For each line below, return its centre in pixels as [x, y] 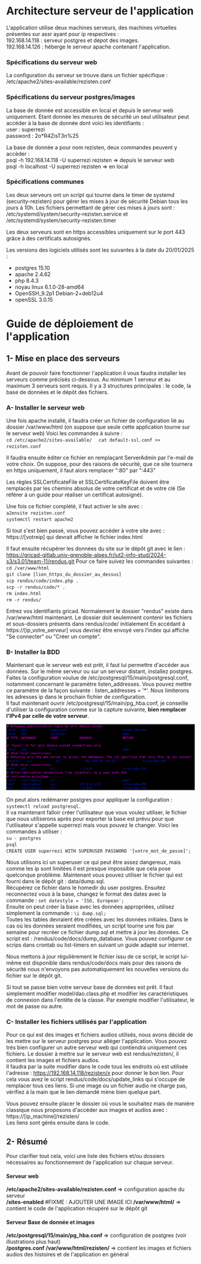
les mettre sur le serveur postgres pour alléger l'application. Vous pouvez [97, 1041]
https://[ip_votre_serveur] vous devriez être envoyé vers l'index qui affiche [98, 631]
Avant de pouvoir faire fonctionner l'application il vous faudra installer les [96, 373]
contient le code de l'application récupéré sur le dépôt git [77, 1208]
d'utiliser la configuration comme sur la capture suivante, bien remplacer [96, 710]
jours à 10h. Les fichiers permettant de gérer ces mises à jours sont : [91, 207]
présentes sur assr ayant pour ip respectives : [63, 34]
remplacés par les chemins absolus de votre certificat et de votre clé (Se [96, 489]
